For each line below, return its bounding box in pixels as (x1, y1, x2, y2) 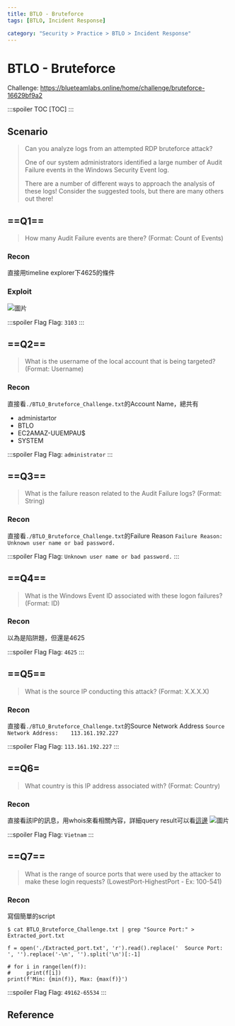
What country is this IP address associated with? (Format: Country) (24, 781, 221, 790)
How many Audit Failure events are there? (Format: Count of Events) (24, 233, 224, 242)
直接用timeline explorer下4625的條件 (7, 269, 115, 277)
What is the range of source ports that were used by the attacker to (24, 869, 222, 878)
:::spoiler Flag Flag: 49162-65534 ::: (7, 988, 107, 997)
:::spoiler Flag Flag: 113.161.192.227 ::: (7, 742, 120, 750)
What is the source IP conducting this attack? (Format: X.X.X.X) (24, 687, 210, 696)
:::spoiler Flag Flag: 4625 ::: (7, 647, 85, 656)
